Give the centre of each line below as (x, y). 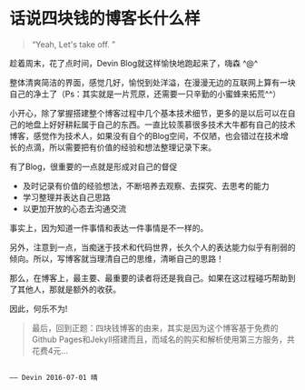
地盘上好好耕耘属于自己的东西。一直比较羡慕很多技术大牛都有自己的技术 (160, 125)
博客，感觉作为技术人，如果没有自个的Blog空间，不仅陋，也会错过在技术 (145, 135)
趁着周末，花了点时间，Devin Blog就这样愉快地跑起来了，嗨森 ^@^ (134, 63)
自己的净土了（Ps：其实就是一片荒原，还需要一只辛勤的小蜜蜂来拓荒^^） (145, 94)
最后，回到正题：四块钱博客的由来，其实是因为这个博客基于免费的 (155, 327)
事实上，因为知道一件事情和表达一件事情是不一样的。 (109, 227)
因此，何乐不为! (39, 308)
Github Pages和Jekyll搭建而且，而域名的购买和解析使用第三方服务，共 (163, 339)
